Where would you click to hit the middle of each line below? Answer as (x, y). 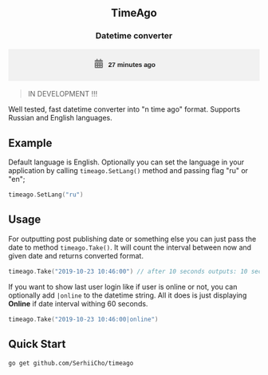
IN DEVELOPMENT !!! (63, 94)
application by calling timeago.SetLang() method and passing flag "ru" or (128, 170)
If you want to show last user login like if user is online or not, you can (123, 286)
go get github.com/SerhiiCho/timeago (71, 363)
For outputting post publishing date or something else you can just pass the (132, 239)
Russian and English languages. (61, 118)
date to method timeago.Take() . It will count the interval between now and (130, 247)
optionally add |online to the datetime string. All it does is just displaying (128, 295)
